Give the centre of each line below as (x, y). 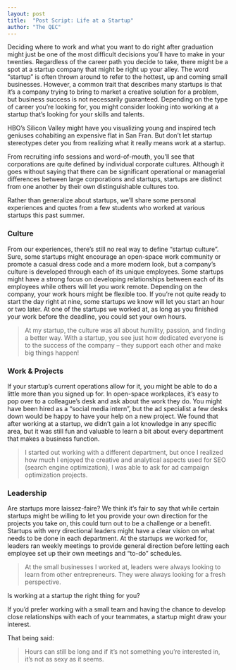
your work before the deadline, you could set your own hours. (97, 316)
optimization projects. (56, 475)
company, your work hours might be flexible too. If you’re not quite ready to (117, 294)
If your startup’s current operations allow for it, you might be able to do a (112, 386)
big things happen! (52, 353)
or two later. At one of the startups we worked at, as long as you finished (113, 309)
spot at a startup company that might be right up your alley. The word (108, 69)
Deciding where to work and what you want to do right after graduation (110, 47)
